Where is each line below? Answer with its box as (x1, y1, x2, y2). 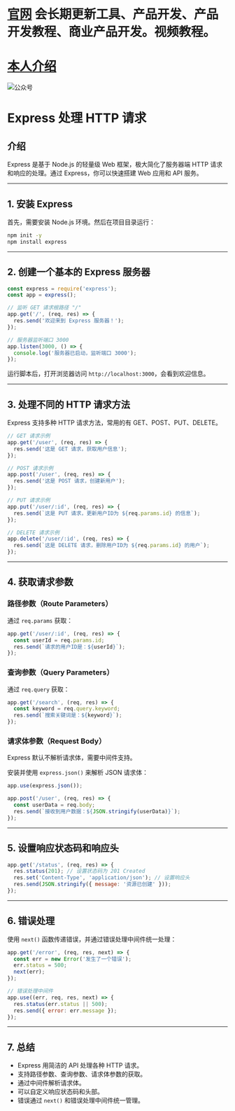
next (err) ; (13, 968, 45, 976)
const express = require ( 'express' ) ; (7, 285, 117, 292)
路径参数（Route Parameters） (7, 599, 113, 609)
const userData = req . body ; (13, 801, 96, 809)
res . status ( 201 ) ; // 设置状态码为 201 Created (13, 868, 145, 875)
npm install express (7, 238, 68, 245)
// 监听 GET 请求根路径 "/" (7, 304, 82, 312)
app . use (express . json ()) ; (7, 782, 83, 789)
